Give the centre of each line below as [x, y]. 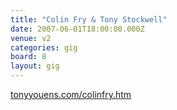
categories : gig [44, 47]
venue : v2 [31, 38]
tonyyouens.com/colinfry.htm [71, 94]
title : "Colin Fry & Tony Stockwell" [89, 19]
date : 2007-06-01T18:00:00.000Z [77, 29]
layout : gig [35, 66]
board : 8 [28, 57]
